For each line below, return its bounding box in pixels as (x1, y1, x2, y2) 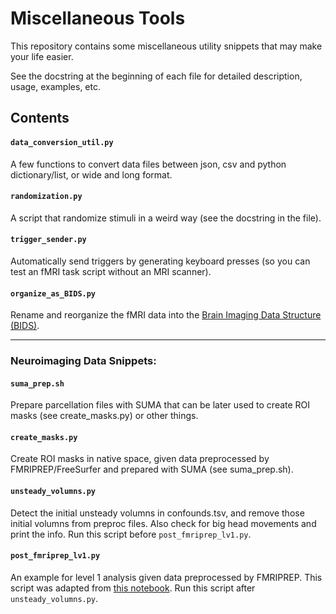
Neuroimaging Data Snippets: (10, 354, 157, 368)
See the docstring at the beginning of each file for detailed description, (10, 70, 303, 82)
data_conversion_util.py (10, 137, 114, 147)
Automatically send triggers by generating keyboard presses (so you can (10, 255, 311, 267)
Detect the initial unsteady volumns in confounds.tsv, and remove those (10, 507, 305, 519)
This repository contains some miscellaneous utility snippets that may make (10, 40, 323, 52)
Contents (10, 110, 70, 127)
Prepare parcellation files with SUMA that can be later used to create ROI (10, 399, 311, 411)
